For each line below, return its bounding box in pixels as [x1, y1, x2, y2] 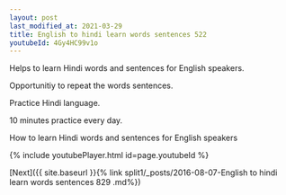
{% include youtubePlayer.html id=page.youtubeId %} [9, 150, 210, 161]
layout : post [9, 13, 58, 22]
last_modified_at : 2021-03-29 [9, 22, 123, 31]
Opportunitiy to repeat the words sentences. [9, 80, 174, 91]
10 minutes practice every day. [9, 115, 123, 126]
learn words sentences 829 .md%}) [9, 177, 141, 188]
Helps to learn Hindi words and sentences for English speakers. [9, 63, 245, 74]
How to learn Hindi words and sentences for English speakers [9, 132, 238, 144]
